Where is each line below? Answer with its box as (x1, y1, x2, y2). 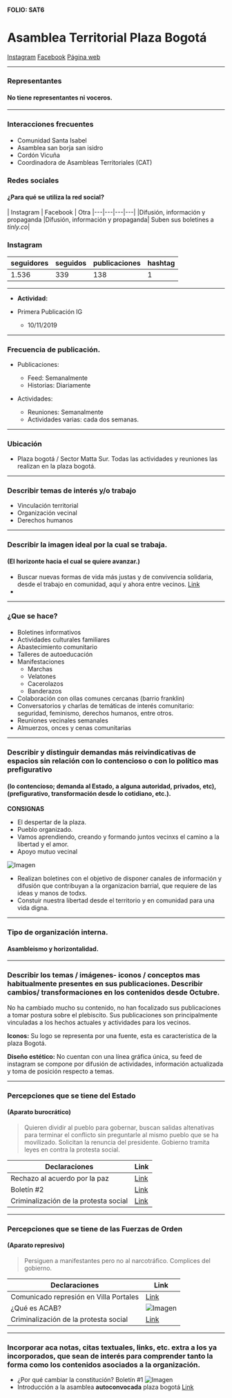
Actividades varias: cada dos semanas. (27, 415, 139, 424)
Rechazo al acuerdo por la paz (10, 1173, 109, 1183)
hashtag (147, 258, 175, 268)
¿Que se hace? (7, 611, 58, 621)
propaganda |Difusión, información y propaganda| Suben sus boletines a (7, 215, 214, 224)
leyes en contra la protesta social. (23, 1145, 120, 1154)
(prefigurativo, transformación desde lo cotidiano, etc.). (7, 789, 171, 797)
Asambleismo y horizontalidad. (7, 945, 99, 953)
